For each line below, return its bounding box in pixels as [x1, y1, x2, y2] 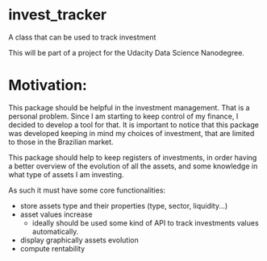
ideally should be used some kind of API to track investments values [31, 217, 260, 227]
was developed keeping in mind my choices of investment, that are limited [8, 128, 255, 138]
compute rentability [19, 243, 86, 253]
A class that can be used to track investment [8, 32, 156, 42]
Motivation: [8, 77, 87, 94]
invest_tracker [8, 6, 107, 24]
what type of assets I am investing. [8, 169, 124, 179]
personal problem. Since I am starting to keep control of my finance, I [8, 111, 239, 121]
